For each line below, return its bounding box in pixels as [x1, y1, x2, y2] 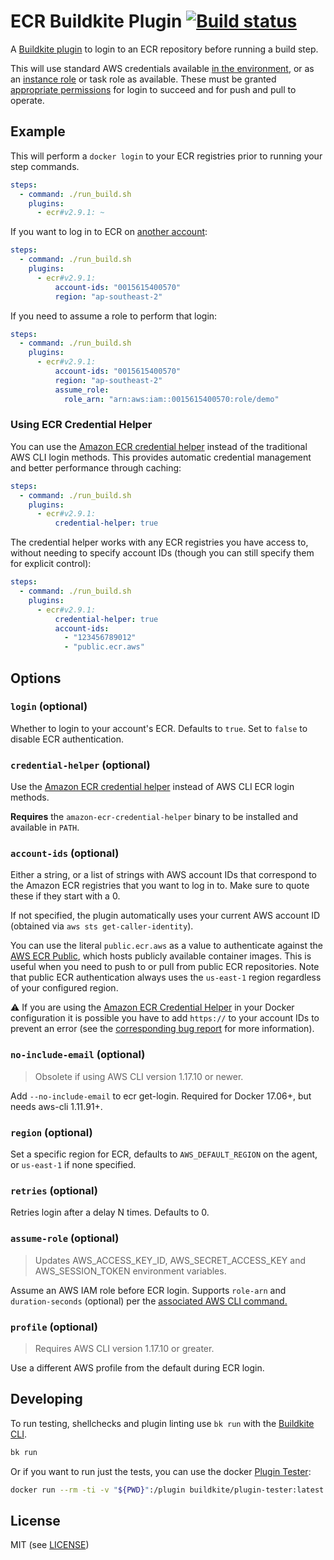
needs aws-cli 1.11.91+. [10, 1100, 103, 1112]
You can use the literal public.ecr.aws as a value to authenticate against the [10, 940, 324, 952]
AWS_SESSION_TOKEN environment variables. [34, 1265, 227, 1277]
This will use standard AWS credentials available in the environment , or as [10, 62, 315, 74]
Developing [10, 1391, 83, 1408]
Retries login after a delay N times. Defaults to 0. [10, 1206, 210, 1219]
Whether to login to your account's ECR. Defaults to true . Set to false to [10, 722, 308, 734]
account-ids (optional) [10, 846, 120, 860]
